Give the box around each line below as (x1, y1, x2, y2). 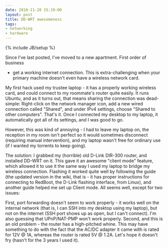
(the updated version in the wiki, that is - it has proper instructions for (5, 174, 150, 179)
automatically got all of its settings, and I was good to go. (5, 117, 124, 122)
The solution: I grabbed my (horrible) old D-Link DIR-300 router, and (5, 152, 147, 158)
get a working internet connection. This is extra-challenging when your (12, 70, 160, 76)
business (5, 60, 24, 66)
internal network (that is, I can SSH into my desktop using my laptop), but (5, 205, 157, 211)
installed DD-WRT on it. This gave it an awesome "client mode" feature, (5, 158, 154, 164)
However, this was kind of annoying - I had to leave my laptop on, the (5, 127, 149, 133)
